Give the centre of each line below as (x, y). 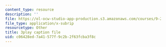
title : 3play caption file (33, 32)
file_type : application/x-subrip (40, 23)
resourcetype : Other (26, 28)
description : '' (22, 14)
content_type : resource (30, 10)
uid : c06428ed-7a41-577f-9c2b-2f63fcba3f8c (51, 37)
